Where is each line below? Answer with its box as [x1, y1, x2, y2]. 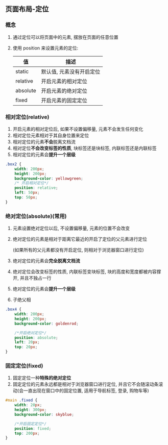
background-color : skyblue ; [14, 412, 74, 417]
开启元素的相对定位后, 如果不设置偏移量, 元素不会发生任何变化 [12, 126, 143, 132]
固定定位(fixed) [5, 362, 43, 369]
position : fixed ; [14, 426, 52, 431]
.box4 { [5, 307, 22, 312]
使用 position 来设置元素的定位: [12, 45, 79, 51]
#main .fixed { [5, 398, 38, 403]
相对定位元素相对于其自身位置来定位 [12, 132, 89, 138]
